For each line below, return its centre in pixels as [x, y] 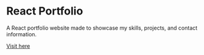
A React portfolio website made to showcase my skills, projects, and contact [102, 28]
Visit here [18, 46]
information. [22, 34]
